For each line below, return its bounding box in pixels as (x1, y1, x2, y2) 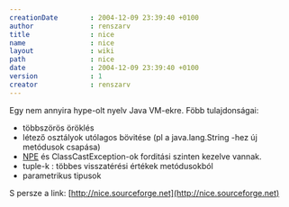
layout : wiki (9, 47, 115, 56)
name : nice (9, 38, 115, 48)
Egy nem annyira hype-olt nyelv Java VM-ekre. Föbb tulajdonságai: (9, 104, 259, 115)
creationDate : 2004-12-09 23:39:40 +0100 (9, 13, 200, 22)
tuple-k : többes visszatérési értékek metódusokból (22, 160, 213, 171)
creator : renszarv (9, 80, 131, 89)
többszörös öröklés (22, 122, 95, 133)
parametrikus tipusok (22, 170, 102, 181)
